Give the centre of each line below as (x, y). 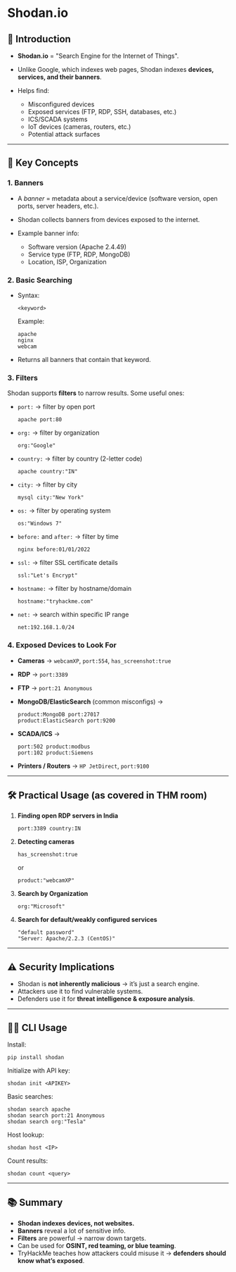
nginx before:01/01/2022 (54, 550)
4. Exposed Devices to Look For (62, 645)
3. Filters (23, 378)
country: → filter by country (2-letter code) (80, 459)
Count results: (28, 1161)
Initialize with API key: (39, 1071)
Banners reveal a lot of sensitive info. (72, 1230)
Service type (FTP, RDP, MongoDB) (79, 254)
